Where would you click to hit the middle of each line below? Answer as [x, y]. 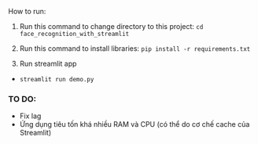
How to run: [27, 11]
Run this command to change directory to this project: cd [111, 26]
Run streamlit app [48, 63]
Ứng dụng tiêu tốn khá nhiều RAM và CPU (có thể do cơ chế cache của [135, 124]
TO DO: [22, 99]
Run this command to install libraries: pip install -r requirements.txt [135, 49]
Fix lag [30, 116]
